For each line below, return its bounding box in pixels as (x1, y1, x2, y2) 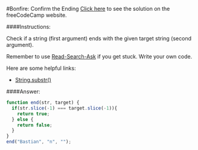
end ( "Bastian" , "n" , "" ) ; (6, 139, 71, 145)
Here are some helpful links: (6, 64, 77, 72)
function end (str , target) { (6, 99, 80, 105)
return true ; (17, 111, 50, 117)
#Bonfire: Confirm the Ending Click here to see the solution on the (6, 5, 170, 12)
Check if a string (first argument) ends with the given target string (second (6, 35, 192, 42)
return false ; (17, 122, 53, 128)
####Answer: (6, 88, 40, 95)
